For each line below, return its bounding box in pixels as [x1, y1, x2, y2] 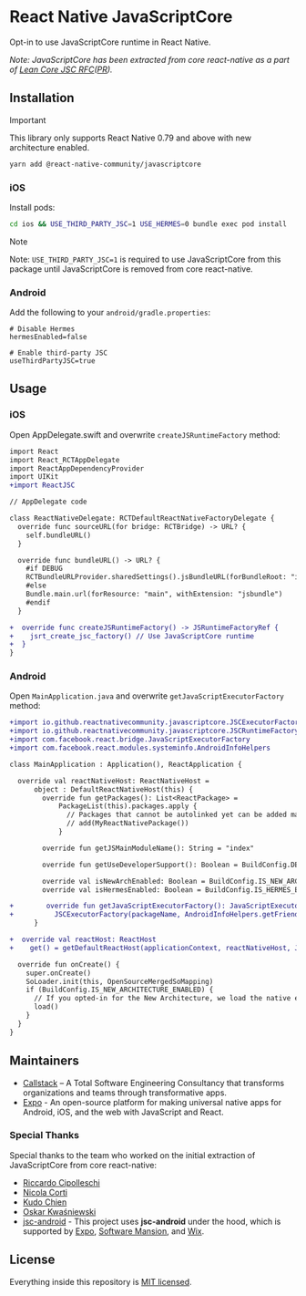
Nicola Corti [22, 1187, 68, 1198]
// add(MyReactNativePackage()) [66, 819, 189, 828]
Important [9, 114, 46, 125]
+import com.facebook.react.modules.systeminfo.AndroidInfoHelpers [9, 743, 271, 753]
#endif [25, 597, 51, 607]
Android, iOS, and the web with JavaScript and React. [22, 1106, 225, 1117]
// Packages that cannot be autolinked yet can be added [66, 810, 287, 820]
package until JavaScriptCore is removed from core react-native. [9, 263, 253, 275]
